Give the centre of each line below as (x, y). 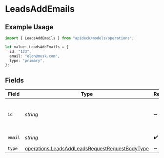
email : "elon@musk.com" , (35, 56)
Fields (15, 80)
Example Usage (29, 27)
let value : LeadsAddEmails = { (37, 47)
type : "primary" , (27, 60)
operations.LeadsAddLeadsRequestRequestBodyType (87, 149)
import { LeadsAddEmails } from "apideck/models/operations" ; (70, 38)
